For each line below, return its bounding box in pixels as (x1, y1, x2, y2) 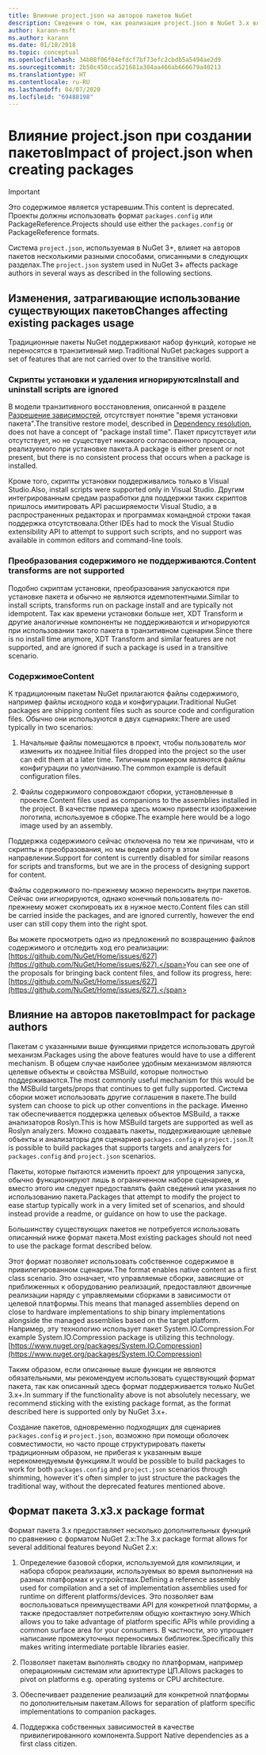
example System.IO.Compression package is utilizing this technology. (8, 1332, 235, 1342)
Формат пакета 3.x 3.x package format (8, 1504, 205, 1518)
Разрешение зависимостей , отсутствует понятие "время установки (8, 411, 238, 420)
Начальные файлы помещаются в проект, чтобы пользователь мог (19, 738, 247, 747)
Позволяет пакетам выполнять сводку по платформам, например (19, 1657, 244, 1667)
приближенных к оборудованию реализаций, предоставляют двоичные (8, 1282, 252, 1291)
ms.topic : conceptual (8, 48, 80, 56)
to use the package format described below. (8, 1240, 153, 1251)
